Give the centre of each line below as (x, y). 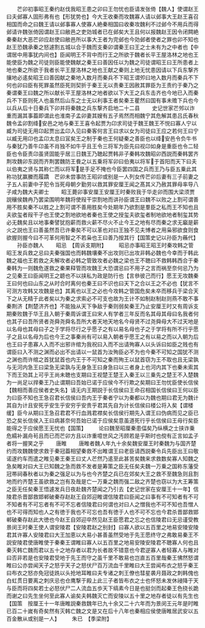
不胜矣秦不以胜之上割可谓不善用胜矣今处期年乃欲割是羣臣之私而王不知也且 (105, 207)
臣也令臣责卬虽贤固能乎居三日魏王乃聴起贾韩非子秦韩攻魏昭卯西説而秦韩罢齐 (103, 154)
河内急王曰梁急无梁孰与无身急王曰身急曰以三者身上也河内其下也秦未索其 (108, 367)
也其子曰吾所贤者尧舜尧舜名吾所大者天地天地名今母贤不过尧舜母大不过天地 (100, 321)
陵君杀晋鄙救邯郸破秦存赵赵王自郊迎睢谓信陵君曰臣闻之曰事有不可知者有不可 (103, 497)
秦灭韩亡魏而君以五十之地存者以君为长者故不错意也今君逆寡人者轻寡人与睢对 (103, 550)
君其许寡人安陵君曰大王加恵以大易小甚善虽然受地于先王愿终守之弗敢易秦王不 (103, 535)
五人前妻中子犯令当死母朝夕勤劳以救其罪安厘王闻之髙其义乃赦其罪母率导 (102, 184)
